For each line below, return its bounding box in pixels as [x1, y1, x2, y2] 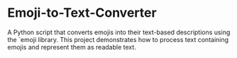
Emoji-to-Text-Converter [7, 5, 158, 21]
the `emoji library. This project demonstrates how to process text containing [7, 35, 229, 43]
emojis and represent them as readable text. [7, 43, 136, 51]
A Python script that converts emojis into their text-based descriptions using [7, 28, 231, 36]
